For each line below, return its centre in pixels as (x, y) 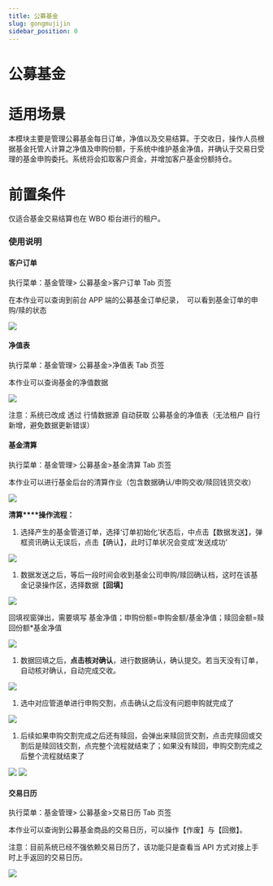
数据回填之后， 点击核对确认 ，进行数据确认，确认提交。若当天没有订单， (141, 660)
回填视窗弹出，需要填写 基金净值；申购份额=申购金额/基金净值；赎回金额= (133, 617)
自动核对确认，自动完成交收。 (70, 670)
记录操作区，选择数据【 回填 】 (77, 585)
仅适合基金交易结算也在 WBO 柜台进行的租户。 (87, 219)
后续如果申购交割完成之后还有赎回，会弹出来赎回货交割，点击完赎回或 (138, 735)
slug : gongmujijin (39, 24)
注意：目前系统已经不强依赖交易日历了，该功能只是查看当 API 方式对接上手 (134, 847)
